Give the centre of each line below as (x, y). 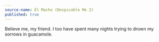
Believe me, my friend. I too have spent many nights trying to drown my (79, 28)
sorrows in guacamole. (29, 34)
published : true (22, 14)
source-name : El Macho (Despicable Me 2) (49, 10)
